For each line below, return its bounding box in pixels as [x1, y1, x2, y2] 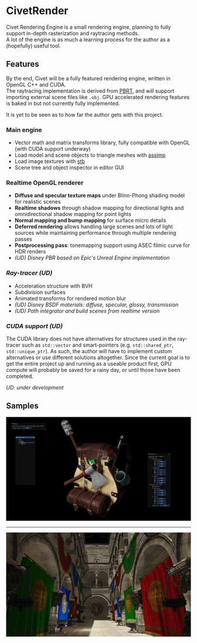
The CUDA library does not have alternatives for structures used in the [6, 335, 176, 342]
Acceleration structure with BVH [14, 282, 93, 289]
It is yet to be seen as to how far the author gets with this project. [6, 111, 164, 118]
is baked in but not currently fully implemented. [6, 100, 120, 107]
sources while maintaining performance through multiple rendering [14, 229, 176, 236]
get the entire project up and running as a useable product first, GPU [6, 360, 172, 367]
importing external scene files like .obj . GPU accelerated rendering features [6, 93, 190, 100]
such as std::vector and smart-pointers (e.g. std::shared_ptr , [22, 341, 174, 348]
